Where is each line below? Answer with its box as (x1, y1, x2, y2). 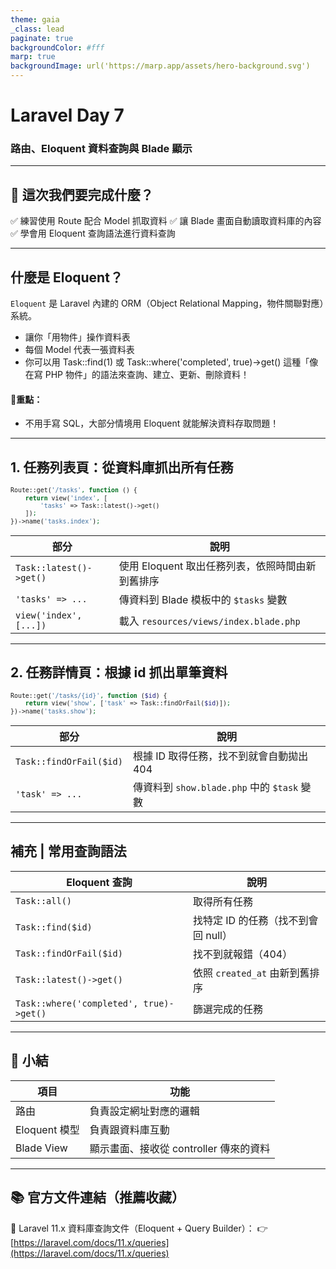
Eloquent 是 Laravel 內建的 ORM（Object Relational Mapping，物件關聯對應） (10, 297, 325, 310)
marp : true (10, 52, 56, 62)
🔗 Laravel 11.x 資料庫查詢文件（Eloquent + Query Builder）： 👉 (10, 1222, 268, 1234)
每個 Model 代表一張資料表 (24, 344, 135, 356)
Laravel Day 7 (10, 104, 125, 127)
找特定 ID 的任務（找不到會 (193, 913, 319, 927)
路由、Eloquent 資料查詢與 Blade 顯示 (10, 142, 193, 156)
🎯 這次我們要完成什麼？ (10, 186, 154, 203)
